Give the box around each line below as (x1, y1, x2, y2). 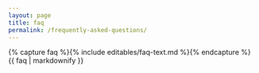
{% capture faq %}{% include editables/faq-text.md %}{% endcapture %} (8, 48, 252, 57)
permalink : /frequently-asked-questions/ (8, 26, 148, 34)
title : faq (8, 19, 44, 27)
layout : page (8, 11, 52, 20)
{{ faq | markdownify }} (8, 56, 84, 65)
